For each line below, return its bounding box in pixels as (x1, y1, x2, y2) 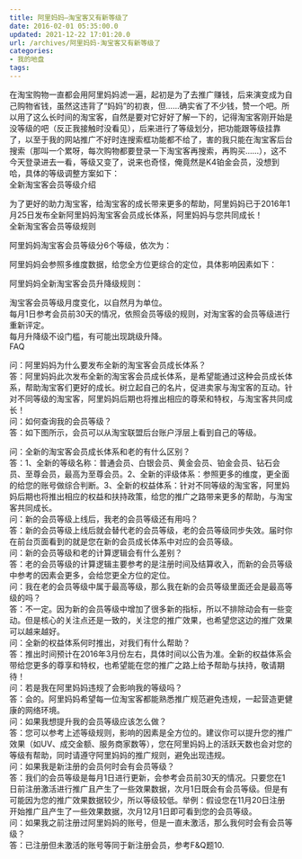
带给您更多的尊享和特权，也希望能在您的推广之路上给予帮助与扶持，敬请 (9, 659, 277, 670)
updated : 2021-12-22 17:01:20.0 (9, 30, 130, 39)
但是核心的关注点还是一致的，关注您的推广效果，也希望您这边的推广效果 (24, 614, 293, 625)
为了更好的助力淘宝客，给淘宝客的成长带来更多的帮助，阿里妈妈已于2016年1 (9, 198, 290, 209)
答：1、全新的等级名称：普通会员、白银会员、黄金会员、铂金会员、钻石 (9, 457, 272, 468)
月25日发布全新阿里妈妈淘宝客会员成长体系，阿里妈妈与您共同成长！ (9, 209, 263, 220)
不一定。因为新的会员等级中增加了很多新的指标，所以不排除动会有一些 (24, 604, 285, 614)
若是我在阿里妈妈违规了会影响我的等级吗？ (24, 682, 182, 693)
